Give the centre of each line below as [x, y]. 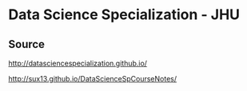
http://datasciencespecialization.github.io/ [78, 63]
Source [27, 44]
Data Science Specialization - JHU [124, 15]
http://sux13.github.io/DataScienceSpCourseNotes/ [93, 79]
